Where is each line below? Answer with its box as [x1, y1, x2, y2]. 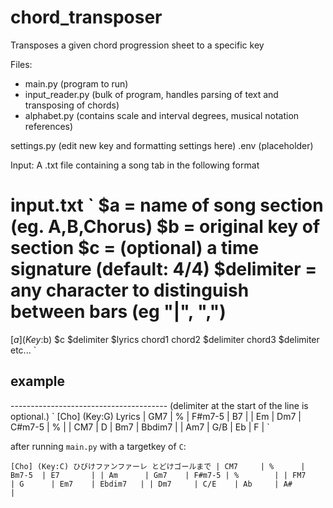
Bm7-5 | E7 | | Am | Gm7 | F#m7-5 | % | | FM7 [10, 470, 307, 480]
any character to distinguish [10, 279, 250, 302]
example [10, 373, 66, 390]
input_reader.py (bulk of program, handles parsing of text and [24, 88, 279, 100]
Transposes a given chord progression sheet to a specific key [10, 39, 265, 51]
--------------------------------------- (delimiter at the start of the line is [10, 399, 309, 411]
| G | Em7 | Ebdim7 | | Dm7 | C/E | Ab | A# [10, 479, 293, 489]
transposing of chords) [24, 99, 120, 111]
